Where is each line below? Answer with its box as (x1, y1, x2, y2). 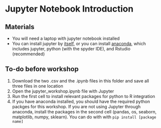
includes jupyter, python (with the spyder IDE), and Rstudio (12, 46, 131, 51)
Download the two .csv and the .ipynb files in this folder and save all (12, 78, 149, 83)
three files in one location (12, 83, 63, 89)
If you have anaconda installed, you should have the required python (12, 98, 150, 104)
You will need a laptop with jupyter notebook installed (12, 35, 120, 41)
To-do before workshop (5, 65, 79, 73)
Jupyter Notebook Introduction (5, 3, 134, 15)
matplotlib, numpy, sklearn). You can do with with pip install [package (12, 114, 157, 120)
